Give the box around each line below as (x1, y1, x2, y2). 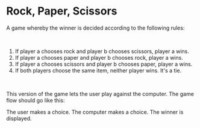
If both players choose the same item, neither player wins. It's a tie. (14, 66, 182, 74)
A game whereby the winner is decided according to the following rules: (6, 24, 185, 31)
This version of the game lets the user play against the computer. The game (6, 90, 195, 97)
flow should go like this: (6, 97, 65, 104)
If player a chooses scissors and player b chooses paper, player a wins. (14, 60, 193, 68)
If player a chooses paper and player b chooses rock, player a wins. (14, 54, 184, 61)
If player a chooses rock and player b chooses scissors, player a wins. (14, 47, 190, 55)
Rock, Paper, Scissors (6, 4, 117, 18)
